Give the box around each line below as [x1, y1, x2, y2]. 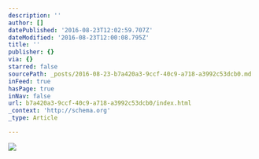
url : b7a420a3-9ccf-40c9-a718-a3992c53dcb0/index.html [8, 99, 192, 107]
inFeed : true [8, 77, 51, 85]
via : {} [8, 56, 34, 64]
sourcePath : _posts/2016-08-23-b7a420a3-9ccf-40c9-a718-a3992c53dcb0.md [8, 70, 252, 78]
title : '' [8, 41, 41, 49]
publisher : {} [8, 48, 55, 56]
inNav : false [8, 92, 51, 100]
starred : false [8, 63, 58, 71]
